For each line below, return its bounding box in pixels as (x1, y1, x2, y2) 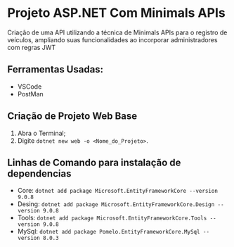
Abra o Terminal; (17, 129, 66, 137)
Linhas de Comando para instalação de (7, 156, 181, 168)
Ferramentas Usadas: (7, 63, 104, 75)
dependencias (7, 167, 72, 179)
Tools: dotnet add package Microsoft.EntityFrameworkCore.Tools (17, 213, 207, 222)
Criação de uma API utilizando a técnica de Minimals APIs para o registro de (7, 28, 228, 37)
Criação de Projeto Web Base (7, 110, 138, 122)
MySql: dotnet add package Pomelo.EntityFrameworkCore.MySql (17, 227, 200, 236)
